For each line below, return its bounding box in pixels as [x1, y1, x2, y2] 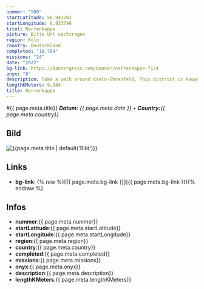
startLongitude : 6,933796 [6, 20, 72, 26]
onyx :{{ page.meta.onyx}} [15, 263, 81, 270]
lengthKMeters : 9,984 [6, 82, 61, 88]
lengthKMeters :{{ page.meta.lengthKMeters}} [15, 276, 132, 284]
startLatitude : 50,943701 [6, 15, 72, 21]
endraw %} [15, 184, 44, 191]
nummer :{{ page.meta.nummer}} [15, 218, 98, 225]
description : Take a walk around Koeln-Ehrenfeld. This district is [6, 76, 183, 82]
